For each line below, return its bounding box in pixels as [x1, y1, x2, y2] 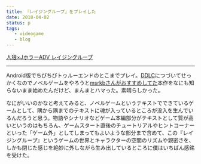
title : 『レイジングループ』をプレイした [6, 8, 96, 15]
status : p [6, 20, 31, 26]
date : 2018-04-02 [6, 14, 50, 20]
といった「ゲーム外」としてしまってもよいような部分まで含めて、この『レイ [6, 129, 194, 136]
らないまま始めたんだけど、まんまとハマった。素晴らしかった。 [6, 87, 163, 94]
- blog [14, 36, 31, 42]
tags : [6, 25, 20, 32]
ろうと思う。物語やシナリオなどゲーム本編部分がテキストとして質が [22, 115, 189, 121]
